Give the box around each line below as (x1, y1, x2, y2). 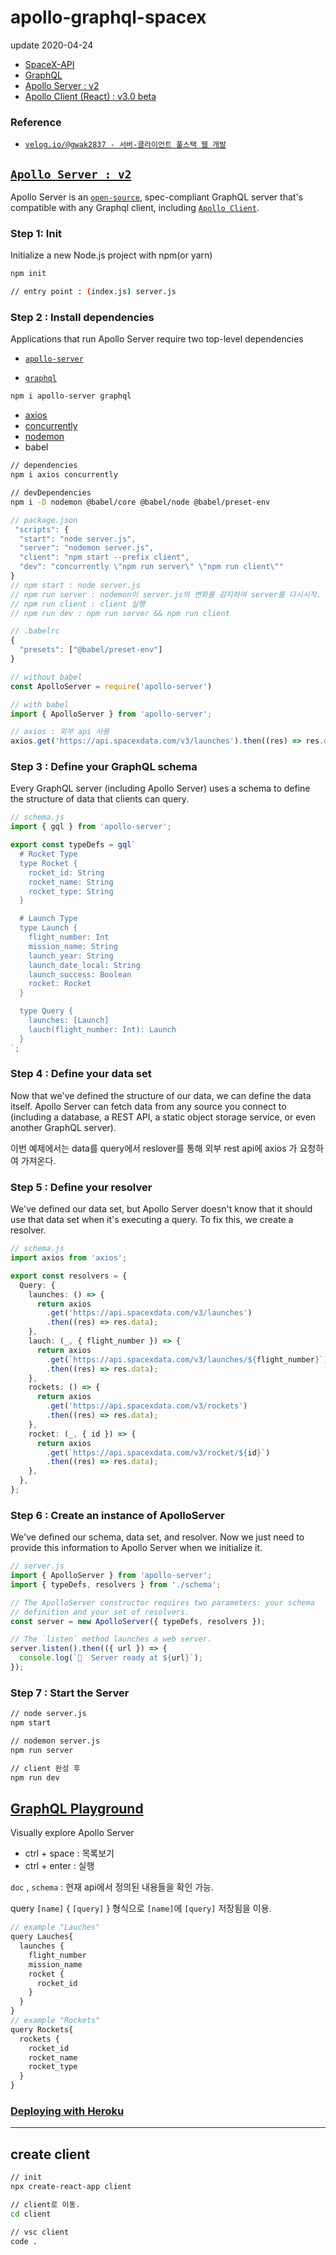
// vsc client (10, 2227, 70, 2237)
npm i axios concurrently (10, 470, 118, 480)
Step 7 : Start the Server (10, 1686, 130, 1700)
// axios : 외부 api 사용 (10, 727, 110, 737)
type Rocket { (19, 858, 78, 868)
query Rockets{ (10, 2024, 74, 2035)
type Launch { (19, 923, 78, 933)
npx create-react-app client (10, 2182, 132, 2192)
